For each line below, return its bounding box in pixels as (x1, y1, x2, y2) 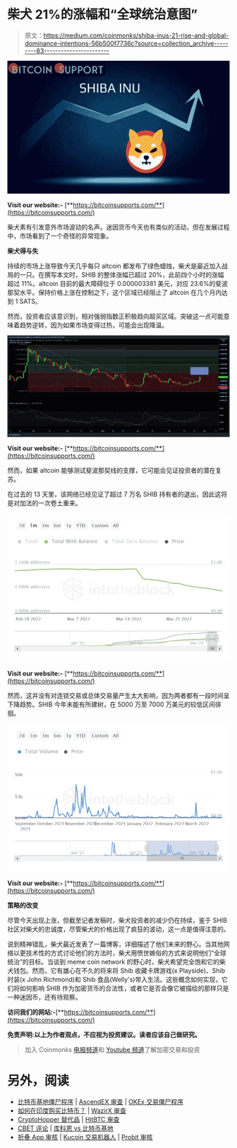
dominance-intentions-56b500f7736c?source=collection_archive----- (24, 39, 229, 47)
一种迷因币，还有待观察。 (7, 993, 82, 1001)
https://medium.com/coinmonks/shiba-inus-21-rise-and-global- (43, 31, 229, 40)
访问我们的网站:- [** (7, 1007, 65, 1016)
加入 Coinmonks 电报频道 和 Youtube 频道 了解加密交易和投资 (24, 1045, 200, 1053)
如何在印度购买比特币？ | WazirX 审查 (17, 1106, 127, 1115)
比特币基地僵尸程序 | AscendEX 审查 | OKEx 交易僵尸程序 (17, 1097, 183, 1106)
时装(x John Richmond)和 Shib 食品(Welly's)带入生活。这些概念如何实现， (7, 975, 222, 983)
